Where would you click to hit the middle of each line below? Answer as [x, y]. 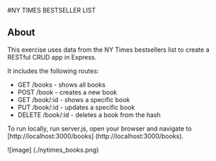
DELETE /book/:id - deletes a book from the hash [89, 115]
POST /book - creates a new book [67, 92]
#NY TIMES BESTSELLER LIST [52, 10]
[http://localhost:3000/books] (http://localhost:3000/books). [96, 136]
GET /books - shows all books [62, 84]
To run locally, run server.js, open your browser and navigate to [100, 128]
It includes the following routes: [53, 71]
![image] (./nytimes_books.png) [53, 150]
